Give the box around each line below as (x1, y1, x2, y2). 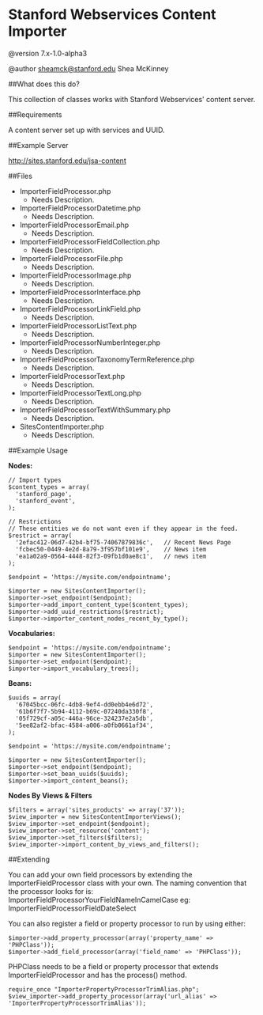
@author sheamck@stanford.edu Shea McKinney (8, 63, 169, 73)
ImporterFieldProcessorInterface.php (19, 287, 141, 297)
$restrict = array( (8, 532, 73, 540)
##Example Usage (8, 445, 69, 455)
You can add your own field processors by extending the (8, 869, 193, 879)
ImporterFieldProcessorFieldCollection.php (19, 237, 160, 246)
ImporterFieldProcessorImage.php (19, 271, 132, 280)
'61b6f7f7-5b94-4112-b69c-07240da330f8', (15, 707, 154, 715)
